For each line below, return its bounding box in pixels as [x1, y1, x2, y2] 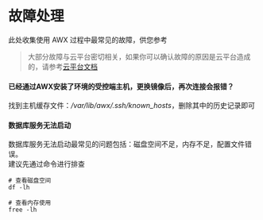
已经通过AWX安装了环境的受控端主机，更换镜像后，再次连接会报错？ [8, 81, 234, 91]
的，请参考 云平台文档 [27, 61, 98, 71]
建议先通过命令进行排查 [8, 160, 85, 169]
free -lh [8, 206, 37, 214]
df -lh [8, 183, 30, 191]
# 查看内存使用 [8, 199, 52, 207]
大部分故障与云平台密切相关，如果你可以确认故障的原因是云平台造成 [27, 52, 251, 61]
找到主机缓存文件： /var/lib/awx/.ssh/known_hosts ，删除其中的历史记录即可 [8, 101, 256, 110]
